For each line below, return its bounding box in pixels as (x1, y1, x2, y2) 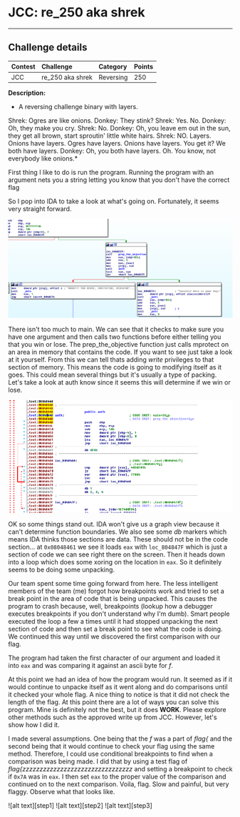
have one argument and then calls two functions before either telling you (8, 333, 221, 341)
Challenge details (8, 41, 88, 54)
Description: (8, 88, 46, 97)
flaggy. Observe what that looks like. (8, 787, 115, 796)
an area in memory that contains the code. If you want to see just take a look (8, 347, 233, 356)
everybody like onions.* (8, 154, 78, 163)
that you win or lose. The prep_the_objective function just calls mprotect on (8, 340, 229, 348)
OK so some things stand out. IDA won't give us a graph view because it (8, 519, 220, 528)
